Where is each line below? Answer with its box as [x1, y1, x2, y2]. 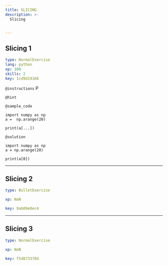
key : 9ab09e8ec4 [5, 206, 39, 211]
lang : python [5, 62, 32, 67]
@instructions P [5, 85, 38, 91]
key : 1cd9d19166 [5, 76, 39, 81]
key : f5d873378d [5, 256, 39, 261]
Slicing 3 [5, 224, 33, 233]
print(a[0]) [5, 156, 30, 161]
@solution [5, 134, 26, 140]
